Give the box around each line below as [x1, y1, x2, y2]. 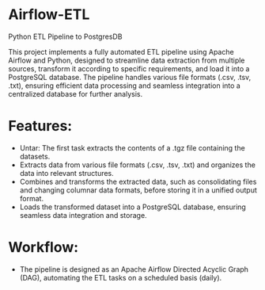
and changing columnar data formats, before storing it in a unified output [19, 185, 257, 195]
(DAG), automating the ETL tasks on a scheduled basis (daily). [19, 273, 222, 282]
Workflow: [8, 238, 79, 257]
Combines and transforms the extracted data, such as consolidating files [19, 177, 257, 186]
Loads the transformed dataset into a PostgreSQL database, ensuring [19, 202, 247, 212]
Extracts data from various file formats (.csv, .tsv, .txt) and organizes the [19, 160, 256, 170]
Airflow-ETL [8, 6, 90, 24]
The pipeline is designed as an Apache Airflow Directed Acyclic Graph [19, 264, 249, 274]
